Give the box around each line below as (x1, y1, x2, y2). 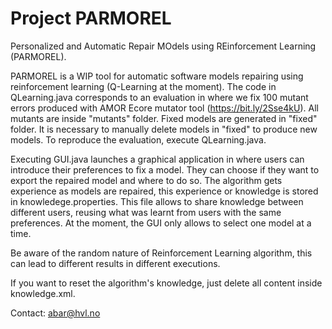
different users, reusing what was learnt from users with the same (10, 206, 282, 218)
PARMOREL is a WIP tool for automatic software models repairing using (10, 70, 304, 82)
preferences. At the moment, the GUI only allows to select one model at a (10, 217, 312, 229)
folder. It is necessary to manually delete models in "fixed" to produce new (10, 123, 318, 135)
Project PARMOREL (10, 7, 172, 30)
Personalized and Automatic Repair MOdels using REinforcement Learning (10, 40, 317, 52)
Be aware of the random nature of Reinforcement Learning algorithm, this (10, 247, 313, 259)
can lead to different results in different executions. (10, 257, 221, 269)
